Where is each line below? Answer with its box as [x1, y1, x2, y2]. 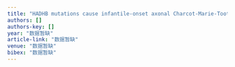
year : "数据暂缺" [7, 29, 54, 37]
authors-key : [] [7, 23, 55, 30]
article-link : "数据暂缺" [7, 36, 79, 43]
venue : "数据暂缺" [7, 43, 57, 50]
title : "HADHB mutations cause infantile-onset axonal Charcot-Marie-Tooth [7, 10, 233, 17]
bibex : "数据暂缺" [7, 50, 57, 57]
